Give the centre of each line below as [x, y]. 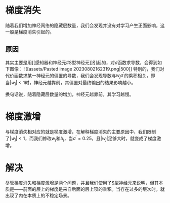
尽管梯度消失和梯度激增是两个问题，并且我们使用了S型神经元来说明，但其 [82, 183]
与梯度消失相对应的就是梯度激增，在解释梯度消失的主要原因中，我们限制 [80, 131]
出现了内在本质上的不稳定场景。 [38, 195]
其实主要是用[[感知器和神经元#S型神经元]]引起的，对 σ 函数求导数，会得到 [81, 62]
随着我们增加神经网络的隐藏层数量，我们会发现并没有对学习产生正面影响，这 [85, 25]
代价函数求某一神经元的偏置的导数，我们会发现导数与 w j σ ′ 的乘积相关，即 [80, 76]
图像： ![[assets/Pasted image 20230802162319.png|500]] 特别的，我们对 [87, 69]
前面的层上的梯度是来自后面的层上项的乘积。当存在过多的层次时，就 [94, 189]
